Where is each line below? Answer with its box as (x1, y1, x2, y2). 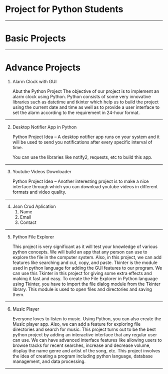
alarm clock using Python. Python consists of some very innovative (12, 93, 151, 99)
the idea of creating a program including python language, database (12, 353, 153, 359)
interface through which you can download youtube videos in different (12, 183, 158, 189)
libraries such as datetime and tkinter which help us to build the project (12, 99, 159, 105)
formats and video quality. (12, 189, 66, 195)
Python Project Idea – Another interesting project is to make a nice (12, 178, 149, 184)
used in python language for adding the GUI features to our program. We (12, 265, 162, 271)
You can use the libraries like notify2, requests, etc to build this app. (12, 154, 152, 160)
